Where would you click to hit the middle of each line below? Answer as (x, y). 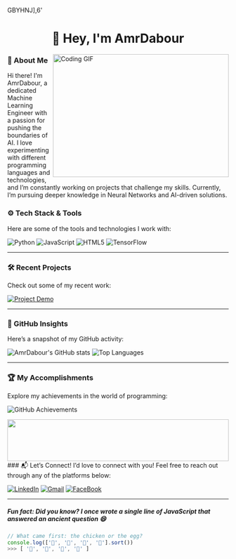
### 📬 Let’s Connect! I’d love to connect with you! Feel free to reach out (113, 465)
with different (27, 158)
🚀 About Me (28, 60)
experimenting (28, 150)
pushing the (25, 128)
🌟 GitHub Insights (38, 324)
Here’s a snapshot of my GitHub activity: (66, 339)
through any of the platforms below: (59, 475)
